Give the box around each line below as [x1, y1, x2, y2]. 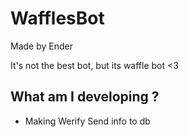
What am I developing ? [10, 88, 160, 106]
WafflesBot [10, 7, 105, 30]
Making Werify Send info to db [24, 115, 151, 127]
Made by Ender [10, 40, 73, 52]
